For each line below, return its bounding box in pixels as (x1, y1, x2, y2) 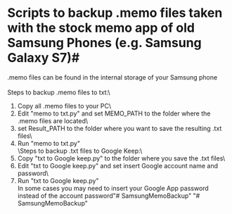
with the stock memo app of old (7, 20, 195, 36)
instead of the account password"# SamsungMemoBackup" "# (17, 191, 200, 200)
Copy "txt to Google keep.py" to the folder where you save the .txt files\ (17, 153, 226, 163)
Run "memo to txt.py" (17, 139, 81, 147)
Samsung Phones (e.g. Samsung (7, 35, 202, 51)
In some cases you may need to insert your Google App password (17, 184, 209, 192)
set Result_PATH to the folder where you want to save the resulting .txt (17, 124, 222, 132)
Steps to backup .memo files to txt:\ (7, 88, 110, 96)
